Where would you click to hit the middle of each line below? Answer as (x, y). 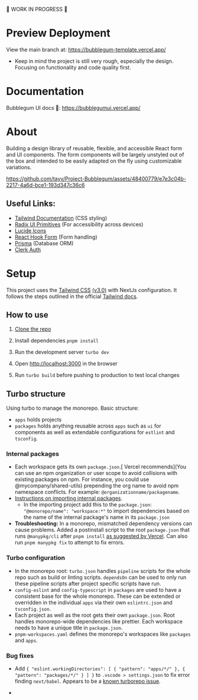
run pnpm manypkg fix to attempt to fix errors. (69, 543)
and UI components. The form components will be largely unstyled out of (95, 154)
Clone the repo (33, 329)
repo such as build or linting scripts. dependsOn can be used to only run (100, 577)
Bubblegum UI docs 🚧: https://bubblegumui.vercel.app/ (73, 107)
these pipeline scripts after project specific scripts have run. (88, 583)
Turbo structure (36, 394)
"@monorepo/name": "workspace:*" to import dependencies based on (106, 511)
